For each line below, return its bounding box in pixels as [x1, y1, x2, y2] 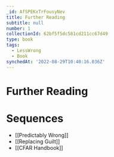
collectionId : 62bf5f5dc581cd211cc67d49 [6, 31, 109, 37]
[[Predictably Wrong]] [14, 131, 69, 138]
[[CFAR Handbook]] [14, 144, 64, 151]
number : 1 [6, 25, 31, 32]
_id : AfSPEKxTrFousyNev [6, 8, 66, 15]
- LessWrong [11, 48, 42, 54]
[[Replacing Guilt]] [14, 138, 60, 145]
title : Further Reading [6, 14, 66, 20]
